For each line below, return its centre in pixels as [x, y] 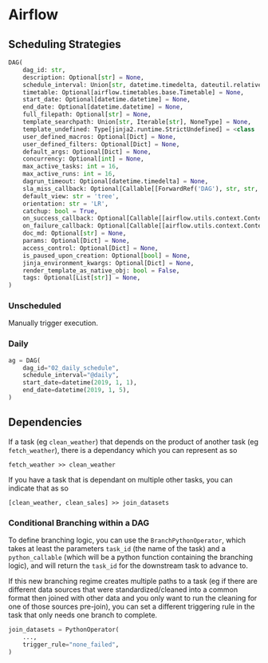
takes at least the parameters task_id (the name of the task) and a [117, 549]
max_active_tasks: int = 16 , [71, 167]
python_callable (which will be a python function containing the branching [131, 558]
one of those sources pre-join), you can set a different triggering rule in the [132, 607]
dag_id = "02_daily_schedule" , [71, 368]
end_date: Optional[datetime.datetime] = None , [103, 107]
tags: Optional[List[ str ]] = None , [82, 278]
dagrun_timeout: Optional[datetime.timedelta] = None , [116, 181]
